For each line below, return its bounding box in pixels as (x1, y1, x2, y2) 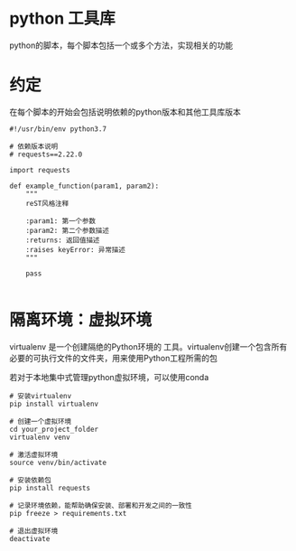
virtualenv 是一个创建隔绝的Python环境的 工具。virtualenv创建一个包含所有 (9, 341, 288, 352)
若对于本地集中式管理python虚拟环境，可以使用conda (9, 371, 209, 382)
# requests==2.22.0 (9, 150, 83, 159)
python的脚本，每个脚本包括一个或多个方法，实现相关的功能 (9, 40, 233, 51)
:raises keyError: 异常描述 (25, 245, 126, 254)
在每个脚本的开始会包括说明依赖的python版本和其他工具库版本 (9, 106, 241, 117)
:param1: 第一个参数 (25, 216, 97, 226)
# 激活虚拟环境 (9, 450, 59, 459)
